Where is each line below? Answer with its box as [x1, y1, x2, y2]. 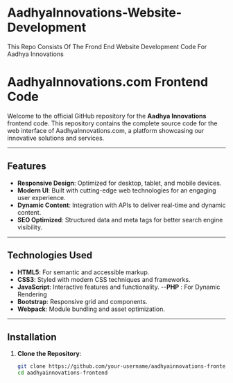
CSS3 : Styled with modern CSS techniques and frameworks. [17, 275, 191, 283]
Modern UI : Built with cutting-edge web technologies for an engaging [17, 186, 216, 195]
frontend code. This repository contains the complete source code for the [7, 119, 218, 127]
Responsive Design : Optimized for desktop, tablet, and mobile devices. [17, 179, 222, 187]
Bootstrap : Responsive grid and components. [17, 297, 148, 305]
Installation [7, 331, 57, 343]
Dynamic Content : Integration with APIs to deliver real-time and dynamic [17, 201, 226, 209]
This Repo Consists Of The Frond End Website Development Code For [7, 42, 207, 51]
